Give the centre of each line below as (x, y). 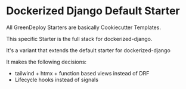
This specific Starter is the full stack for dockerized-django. (79, 39)
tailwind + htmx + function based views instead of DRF (82, 73)
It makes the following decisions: (46, 62)
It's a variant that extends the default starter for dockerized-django (89, 50)
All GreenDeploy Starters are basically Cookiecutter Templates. (83, 27)
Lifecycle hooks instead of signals (56, 80)
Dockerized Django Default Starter (93, 11)
